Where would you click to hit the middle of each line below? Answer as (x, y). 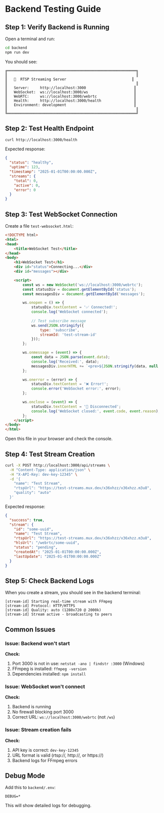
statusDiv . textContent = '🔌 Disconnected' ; (76, 406)
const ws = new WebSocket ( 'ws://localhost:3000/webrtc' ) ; (83, 285)
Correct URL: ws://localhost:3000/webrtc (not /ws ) (63, 717)
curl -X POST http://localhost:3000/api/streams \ (58, 465)
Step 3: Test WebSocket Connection (61, 214)
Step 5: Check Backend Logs (50, 581)
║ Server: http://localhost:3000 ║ (71, 88)
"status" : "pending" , (36, 547)
